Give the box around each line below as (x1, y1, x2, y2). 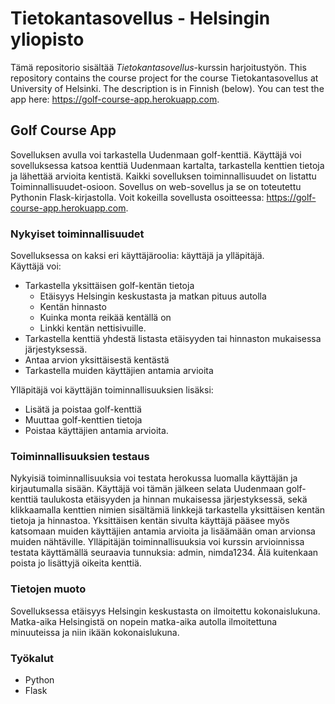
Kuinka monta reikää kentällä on (39, 312, 172, 324)
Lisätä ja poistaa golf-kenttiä (24, 403, 142, 416)
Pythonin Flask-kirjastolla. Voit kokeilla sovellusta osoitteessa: (10, 191, 265, 203)
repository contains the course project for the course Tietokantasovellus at (10, 72, 319, 84)
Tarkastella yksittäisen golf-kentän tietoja (24, 280, 195, 292)
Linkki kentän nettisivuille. (39, 322, 147, 334)
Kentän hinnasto (39, 301, 107, 313)
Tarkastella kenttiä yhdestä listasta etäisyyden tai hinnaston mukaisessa (24, 333, 322, 345)
